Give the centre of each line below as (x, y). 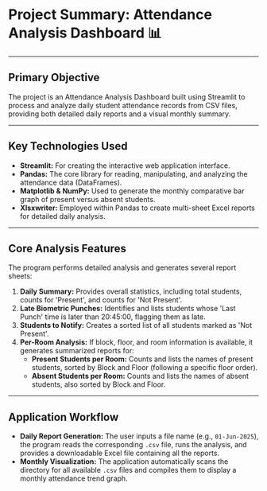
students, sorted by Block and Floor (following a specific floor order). (145, 368)
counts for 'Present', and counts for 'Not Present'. (101, 300)
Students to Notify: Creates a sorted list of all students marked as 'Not (136, 325)
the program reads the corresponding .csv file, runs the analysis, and (133, 445)
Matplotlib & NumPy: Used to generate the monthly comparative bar (132, 191)
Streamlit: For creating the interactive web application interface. (125, 166)
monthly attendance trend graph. (74, 478)
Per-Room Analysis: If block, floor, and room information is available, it (136, 342)
